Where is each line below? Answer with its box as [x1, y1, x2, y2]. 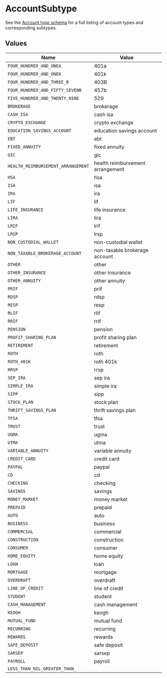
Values [5, 39, 27, 48]
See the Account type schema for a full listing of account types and [5, 19, 144, 25]
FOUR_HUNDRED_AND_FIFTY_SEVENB [7, 87, 82, 93]
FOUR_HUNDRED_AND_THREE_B [7, 79, 69, 85]
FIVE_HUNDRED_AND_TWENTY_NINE [7, 95, 80, 101]
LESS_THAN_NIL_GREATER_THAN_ [7, 666, 77, 672]
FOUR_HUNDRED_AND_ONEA [7, 63, 61, 69]
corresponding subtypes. [5, 24, 57, 30]
